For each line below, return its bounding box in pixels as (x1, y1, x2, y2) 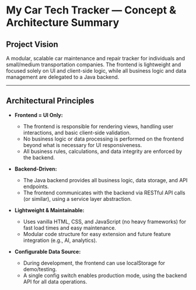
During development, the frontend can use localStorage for (23, 259, 165, 267)
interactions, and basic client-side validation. (23, 129, 131, 136)
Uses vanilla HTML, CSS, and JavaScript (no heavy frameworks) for (23, 218, 187, 225)
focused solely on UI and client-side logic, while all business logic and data (6, 67, 187, 74)
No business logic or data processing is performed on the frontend (23, 135, 184, 142)
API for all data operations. (23, 278, 87, 285)
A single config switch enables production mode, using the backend (23, 272, 187, 279)
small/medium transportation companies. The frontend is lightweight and (6, 61, 181, 68)
